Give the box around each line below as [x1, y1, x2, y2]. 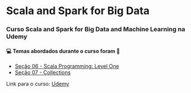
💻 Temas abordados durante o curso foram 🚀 [6, 47, 120, 54]
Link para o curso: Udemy [6, 81, 69, 88]
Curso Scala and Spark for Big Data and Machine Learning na [6, 25, 186, 34]
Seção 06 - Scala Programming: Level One [14, 63, 120, 70]
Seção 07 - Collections [14, 69, 71, 76]
